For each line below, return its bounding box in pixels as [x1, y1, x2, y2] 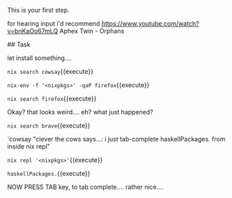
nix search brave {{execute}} [7, 121, 91, 130]
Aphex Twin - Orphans [59, 27, 125, 35]
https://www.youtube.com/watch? [101, 20, 200, 27]
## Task [7, 40, 31, 48]
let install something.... [7, 54, 72, 62]
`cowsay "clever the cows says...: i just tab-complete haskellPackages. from [7, 135, 226, 143]
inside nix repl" [7, 142, 51, 151]
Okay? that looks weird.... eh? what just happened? [7, 108, 153, 116]
